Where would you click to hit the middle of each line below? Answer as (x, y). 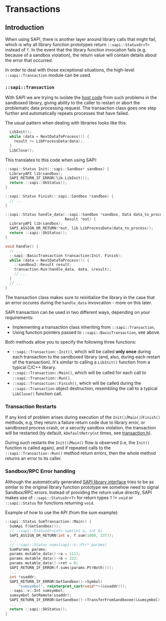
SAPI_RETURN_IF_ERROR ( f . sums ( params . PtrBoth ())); (62, 568)
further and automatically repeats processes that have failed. (67, 113)
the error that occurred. (29, 60)
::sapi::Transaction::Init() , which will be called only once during (82, 351)
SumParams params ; (29, 549)
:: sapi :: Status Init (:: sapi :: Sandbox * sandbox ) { (57, 169)
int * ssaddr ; (23, 577)
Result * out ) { (81, 219)
